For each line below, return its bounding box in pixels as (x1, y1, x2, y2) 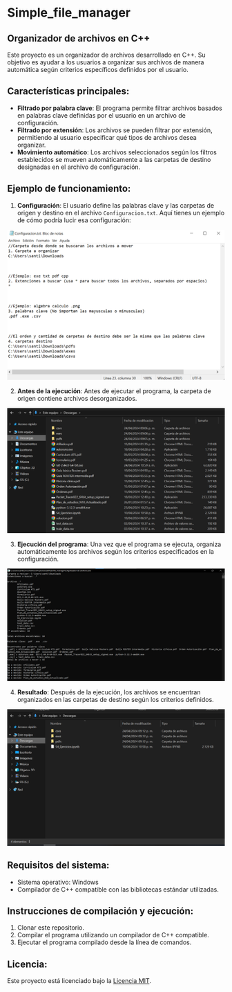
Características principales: (7, 85, 130, 98)
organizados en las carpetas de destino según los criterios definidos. (17, 696, 214, 704)
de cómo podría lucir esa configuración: (17, 216, 131, 224)
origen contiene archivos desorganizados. (17, 394, 137, 402)
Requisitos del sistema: (7, 860, 110, 872)
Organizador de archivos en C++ (7, 33, 151, 44)
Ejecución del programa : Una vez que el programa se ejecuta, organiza (17, 540, 222, 548)
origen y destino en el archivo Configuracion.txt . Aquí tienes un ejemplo (17, 208, 225, 217)
